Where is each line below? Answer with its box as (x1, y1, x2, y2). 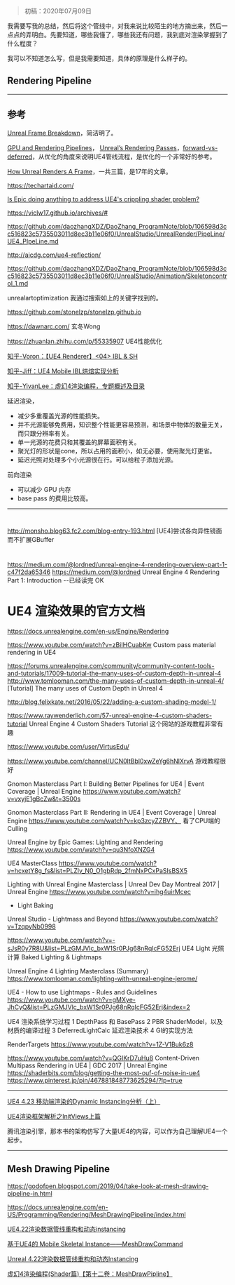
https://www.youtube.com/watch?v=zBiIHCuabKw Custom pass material (7, 640, 216, 648)
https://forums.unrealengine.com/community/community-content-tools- (7, 661, 215, 670)
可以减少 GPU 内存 (17, 485, 71, 493)
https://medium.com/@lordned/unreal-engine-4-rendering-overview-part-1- (7, 561, 228, 568)
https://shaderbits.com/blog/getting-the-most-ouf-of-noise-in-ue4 (7, 1068, 201, 1077)
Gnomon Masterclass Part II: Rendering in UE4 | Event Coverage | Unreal (7, 808, 217, 816)
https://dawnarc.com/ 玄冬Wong (7, 322, 101, 331)
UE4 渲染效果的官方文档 (7, 604, 145, 620)
